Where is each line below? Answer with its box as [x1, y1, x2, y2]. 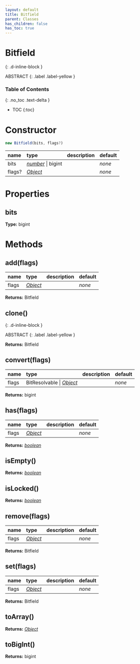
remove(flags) [5, 512, 51, 521]
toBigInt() [5, 641, 35, 649]
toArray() [5, 613, 34, 621]
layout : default [5, 7, 39, 12]
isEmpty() [5, 457, 36, 465]
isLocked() [5, 484, 39, 493]
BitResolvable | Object [26, 379, 78, 386]
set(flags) [5, 562, 36, 571]
